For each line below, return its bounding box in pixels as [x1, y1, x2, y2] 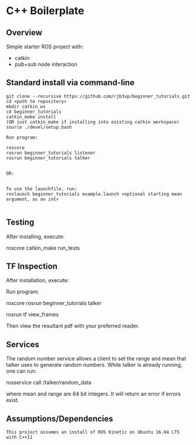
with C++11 [6, 434, 33, 440]
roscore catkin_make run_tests [6, 244, 80, 251]
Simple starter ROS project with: [6, 43, 84, 50]
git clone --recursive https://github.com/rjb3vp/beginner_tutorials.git [6, 93, 191, 99]
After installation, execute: [6, 277, 69, 284]
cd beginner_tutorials [6, 109, 62, 115]
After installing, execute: [6, 233, 65, 240]
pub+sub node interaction [14, 61, 78, 68]
